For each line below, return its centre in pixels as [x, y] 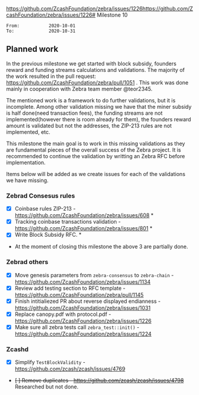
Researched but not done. [47, 387]
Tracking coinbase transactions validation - [68, 222]
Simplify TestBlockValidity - [50, 362]
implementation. [26, 162]
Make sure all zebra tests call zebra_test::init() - [77, 327]
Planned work [32, 49]
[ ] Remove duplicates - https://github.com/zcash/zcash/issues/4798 [99, 381]
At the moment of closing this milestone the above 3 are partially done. [101, 247]
